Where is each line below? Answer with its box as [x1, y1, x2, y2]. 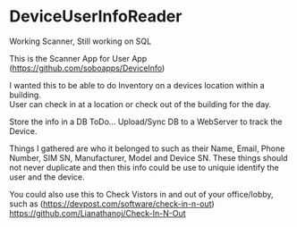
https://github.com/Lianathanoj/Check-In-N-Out [9, 207, 186, 218]
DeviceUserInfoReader [9, 6, 182, 27]
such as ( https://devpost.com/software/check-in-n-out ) [9, 198, 215, 209]
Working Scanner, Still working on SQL [9, 36, 152, 46]
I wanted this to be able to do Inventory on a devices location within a [9, 80, 266, 90]
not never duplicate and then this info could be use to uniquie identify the [9, 162, 279, 172]
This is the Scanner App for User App [9, 53, 148, 63]
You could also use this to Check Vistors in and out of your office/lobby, [9, 189, 275, 199]
